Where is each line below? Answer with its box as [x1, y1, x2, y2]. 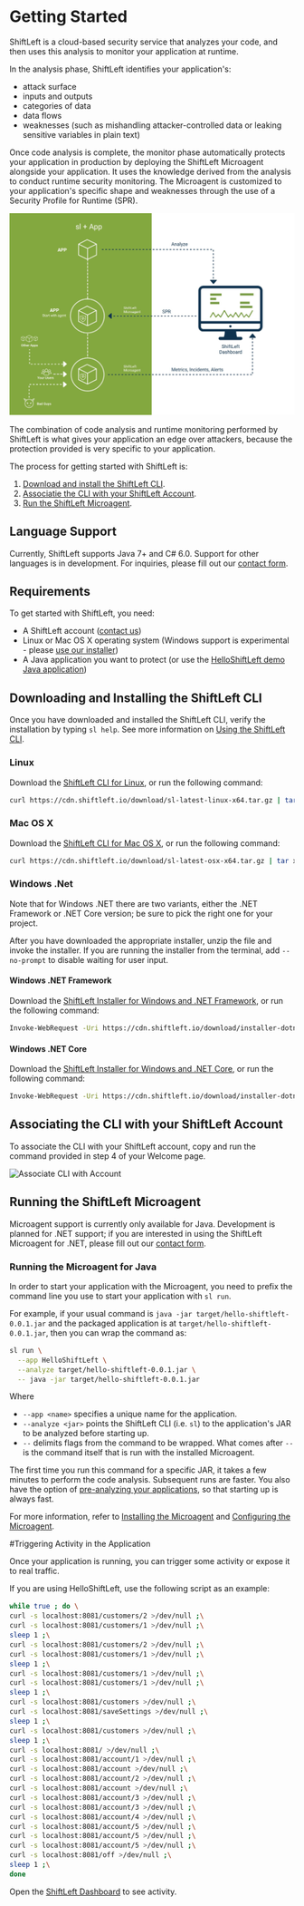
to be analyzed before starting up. [22, 1428, 149, 1439]
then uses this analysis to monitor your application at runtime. [9, 45, 239, 56]
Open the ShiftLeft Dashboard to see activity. [9, 1886, 177, 1897]
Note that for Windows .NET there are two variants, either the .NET [9, 898, 258, 909]
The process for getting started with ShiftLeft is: [9, 461, 188, 472]
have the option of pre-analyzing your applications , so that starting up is [9, 1484, 279, 1495]
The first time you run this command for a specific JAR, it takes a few [9, 1464, 267, 1475]
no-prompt [9, 956, 47, 965]
